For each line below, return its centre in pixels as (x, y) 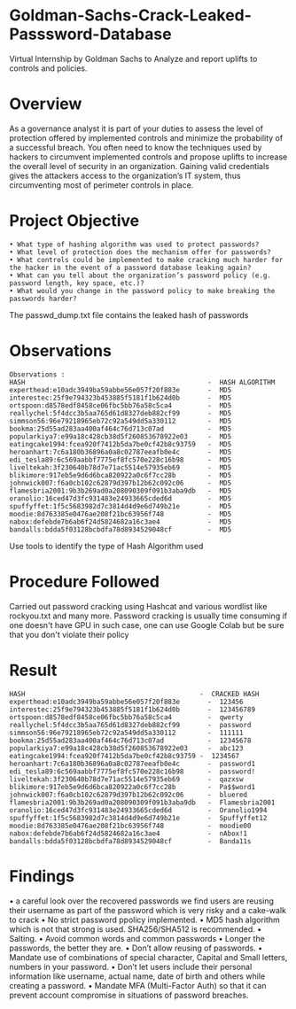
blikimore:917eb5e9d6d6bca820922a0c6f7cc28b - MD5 (121, 475)
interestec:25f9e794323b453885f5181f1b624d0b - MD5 (121, 398)
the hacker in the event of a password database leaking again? (130, 268)
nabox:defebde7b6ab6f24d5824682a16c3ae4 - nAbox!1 (129, 834)
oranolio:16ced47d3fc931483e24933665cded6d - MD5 (121, 498)
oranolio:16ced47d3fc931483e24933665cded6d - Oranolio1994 (138, 810)
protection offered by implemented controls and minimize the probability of (146, 137)
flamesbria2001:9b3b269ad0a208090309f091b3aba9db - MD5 (121, 491)
